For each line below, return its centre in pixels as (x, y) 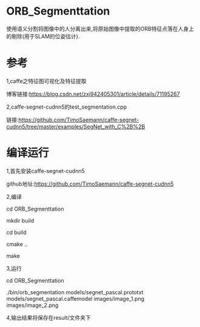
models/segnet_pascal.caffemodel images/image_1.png (75, 298)
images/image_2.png (32, 305)
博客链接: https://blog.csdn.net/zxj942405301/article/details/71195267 (93, 94)
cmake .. (17, 244)
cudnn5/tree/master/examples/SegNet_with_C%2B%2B (76, 126)
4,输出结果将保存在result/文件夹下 (48, 317)
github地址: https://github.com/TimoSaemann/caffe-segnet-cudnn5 (90, 184)
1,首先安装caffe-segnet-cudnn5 (45, 170)
